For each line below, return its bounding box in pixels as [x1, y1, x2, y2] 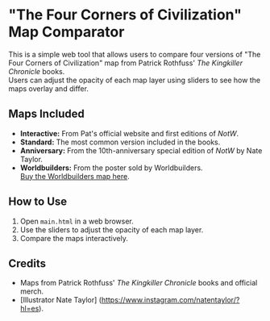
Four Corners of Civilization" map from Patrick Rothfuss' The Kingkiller [8, 58, 243, 68]
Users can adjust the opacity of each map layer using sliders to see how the [8, 75, 260, 85]
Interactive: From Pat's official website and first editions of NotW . [19, 128, 239, 138]
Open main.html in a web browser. [19, 216, 135, 226]
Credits [8, 256, 47, 270]
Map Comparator [8, 23, 125, 41]
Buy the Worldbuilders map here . [19, 171, 131, 181]
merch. [19, 286, 44, 296]
